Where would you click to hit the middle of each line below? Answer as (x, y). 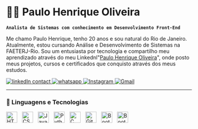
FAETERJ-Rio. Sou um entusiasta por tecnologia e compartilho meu (88, 51)
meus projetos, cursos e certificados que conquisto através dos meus (91, 64)
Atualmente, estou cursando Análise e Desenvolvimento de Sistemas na (93, 45)
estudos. (17, 70)
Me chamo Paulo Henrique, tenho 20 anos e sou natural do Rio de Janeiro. (97, 38)
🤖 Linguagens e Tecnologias (47, 102)
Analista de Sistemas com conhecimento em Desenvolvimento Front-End (93, 28)
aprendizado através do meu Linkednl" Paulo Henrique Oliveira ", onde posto (98, 57)
